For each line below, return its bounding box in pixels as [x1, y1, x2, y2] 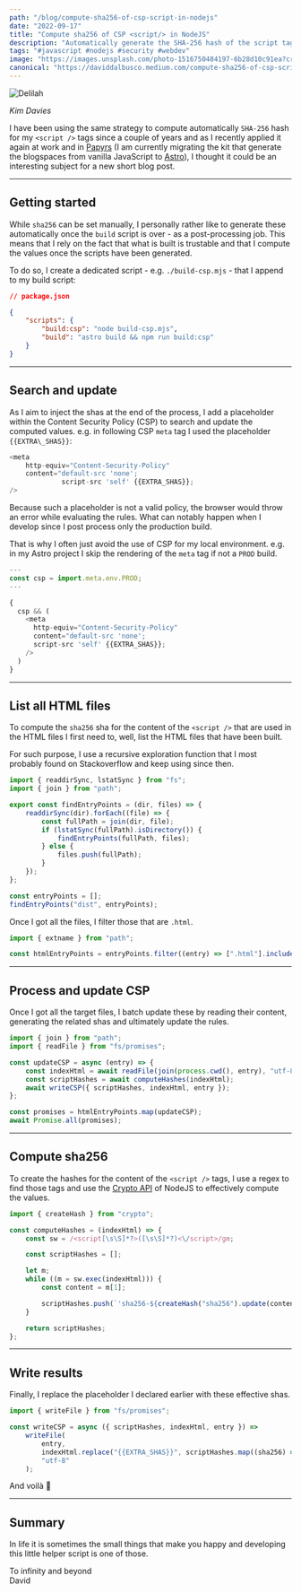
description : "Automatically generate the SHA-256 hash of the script [9, 38, 279, 48]
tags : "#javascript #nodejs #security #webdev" [9, 47, 191, 56]
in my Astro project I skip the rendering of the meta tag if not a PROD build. [9, 548, 278, 559]
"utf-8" [41, 1456, 70, 1465]
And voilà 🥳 [9, 1481, 52, 1492]
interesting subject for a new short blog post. [9, 161, 176, 171]
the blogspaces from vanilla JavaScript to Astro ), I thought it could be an [9, 151, 277, 161]
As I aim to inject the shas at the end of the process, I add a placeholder [9, 406, 275, 417]
